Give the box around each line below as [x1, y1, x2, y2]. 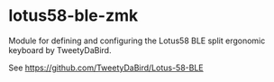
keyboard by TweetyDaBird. [8, 44, 112, 55]
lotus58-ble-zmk [8, 5, 139, 26]
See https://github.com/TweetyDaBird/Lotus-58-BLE [8, 62, 204, 73]
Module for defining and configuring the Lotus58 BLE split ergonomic [8, 35, 266, 46]
